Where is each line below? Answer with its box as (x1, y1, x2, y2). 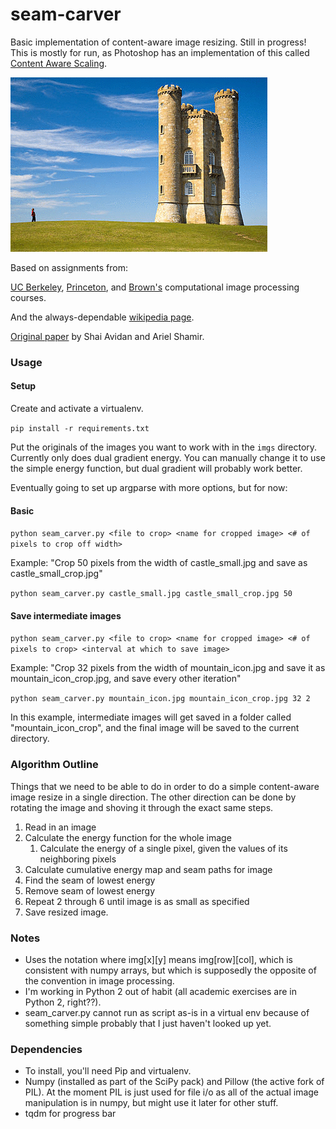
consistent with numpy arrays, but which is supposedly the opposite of (24, 964, 317, 977)
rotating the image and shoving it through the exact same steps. (10, 801, 274, 813)
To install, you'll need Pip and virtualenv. (24, 1065, 192, 1077)
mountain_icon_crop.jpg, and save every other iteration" (10, 673, 242, 685)
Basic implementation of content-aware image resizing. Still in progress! (10, 36, 307, 48)
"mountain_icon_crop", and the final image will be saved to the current (10, 722, 300, 734)
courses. (10, 291, 47, 303)
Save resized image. (24, 906, 109, 918)
